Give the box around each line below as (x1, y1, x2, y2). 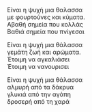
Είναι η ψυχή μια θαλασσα (7, 6, 83, 14)
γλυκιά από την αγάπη (7, 90, 72, 98)
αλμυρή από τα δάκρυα (7, 83, 74, 91)
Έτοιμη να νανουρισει (7, 63, 70, 70)
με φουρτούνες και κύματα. (7, 13, 85, 21)
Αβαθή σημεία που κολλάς (7, 20, 84, 28)
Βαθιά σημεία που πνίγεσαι (7, 27, 85, 36)
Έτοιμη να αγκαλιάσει (7, 55, 70, 64)
